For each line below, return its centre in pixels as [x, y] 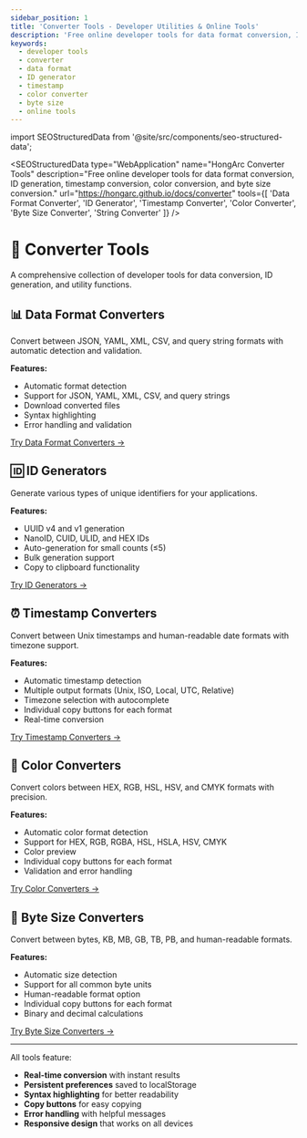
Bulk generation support [69, 557]
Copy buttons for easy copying [82, 1104]
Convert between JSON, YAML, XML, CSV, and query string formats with [147, 341]
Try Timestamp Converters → [66, 737]
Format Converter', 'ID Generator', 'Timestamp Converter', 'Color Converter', [153, 203]
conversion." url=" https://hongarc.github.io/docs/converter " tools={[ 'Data [150, 193]
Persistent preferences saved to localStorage [110, 1085]
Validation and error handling [78, 871]
